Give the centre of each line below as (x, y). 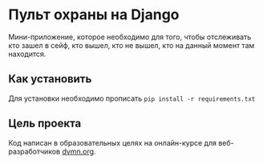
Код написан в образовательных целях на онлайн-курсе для (112, 142)
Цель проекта (45, 124)
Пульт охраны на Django (94, 15)
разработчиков (34, 151)
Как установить (50, 79)
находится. (27, 54)
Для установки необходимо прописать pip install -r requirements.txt (132, 98)
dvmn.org (78, 151)
